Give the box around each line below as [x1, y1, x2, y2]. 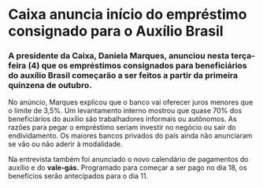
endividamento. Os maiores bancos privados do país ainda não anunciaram [8, 131, 253, 141]
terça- [231, 50, 256, 61]
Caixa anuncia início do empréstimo [8, 6, 247, 24]
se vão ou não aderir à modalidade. [8, 139, 124, 149]
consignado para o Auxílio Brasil [8, 22, 224, 40]
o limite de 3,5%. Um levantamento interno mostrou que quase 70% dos [8, 106, 243, 116]
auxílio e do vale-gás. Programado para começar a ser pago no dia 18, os [8, 163, 247, 172]
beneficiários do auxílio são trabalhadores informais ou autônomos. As [8, 114, 238, 123]
